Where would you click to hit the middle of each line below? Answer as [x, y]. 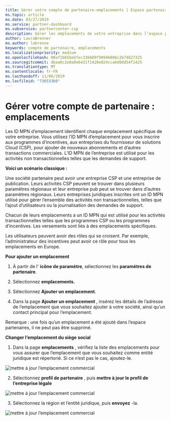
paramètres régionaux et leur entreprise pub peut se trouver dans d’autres [83, 189]
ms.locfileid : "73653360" [33, 81]
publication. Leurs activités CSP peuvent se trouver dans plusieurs [75, 183]
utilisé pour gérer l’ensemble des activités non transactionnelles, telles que [83, 200]
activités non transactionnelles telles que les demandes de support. [76, 158]
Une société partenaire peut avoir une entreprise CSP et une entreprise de [83, 178]
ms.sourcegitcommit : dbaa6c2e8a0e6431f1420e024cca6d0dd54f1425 [74, 62]
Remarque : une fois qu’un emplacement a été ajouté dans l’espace [76, 322]
